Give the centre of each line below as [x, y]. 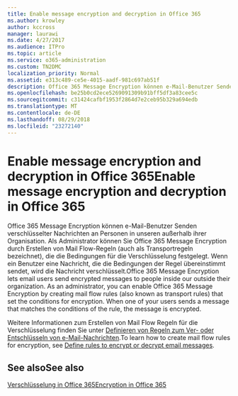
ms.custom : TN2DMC [34, 67]
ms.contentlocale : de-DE [44, 113]
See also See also [46, 367]
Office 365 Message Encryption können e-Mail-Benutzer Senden [102, 226]
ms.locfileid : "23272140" [45, 126]
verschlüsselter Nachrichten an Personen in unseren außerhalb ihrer [107, 233]
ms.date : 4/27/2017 [36, 40]
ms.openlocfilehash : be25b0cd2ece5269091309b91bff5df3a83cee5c [103, 93]
